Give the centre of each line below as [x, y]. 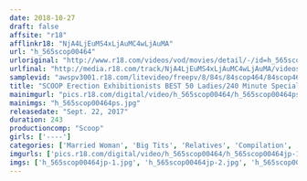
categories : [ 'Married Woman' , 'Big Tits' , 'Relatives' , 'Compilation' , [151, 145]
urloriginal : [34, 60]
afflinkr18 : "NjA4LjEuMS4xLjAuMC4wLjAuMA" [91, 43]
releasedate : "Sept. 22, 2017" [69, 112]
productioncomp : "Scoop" [57, 129]
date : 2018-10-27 [42, 18]
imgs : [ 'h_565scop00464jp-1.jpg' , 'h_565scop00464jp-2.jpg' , [128, 162]
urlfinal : [28, 69]
